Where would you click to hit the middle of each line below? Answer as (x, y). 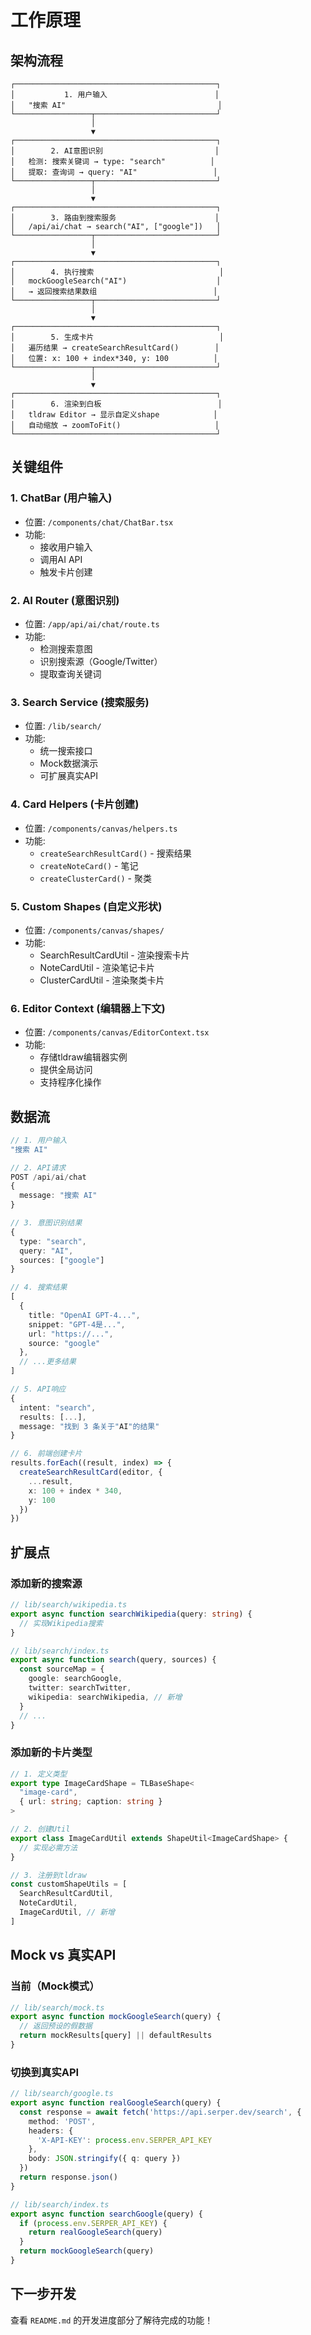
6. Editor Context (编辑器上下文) (88, 1008)
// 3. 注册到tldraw (48, 1875)
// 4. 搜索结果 (39, 1287)
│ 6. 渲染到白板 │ (116, 404)
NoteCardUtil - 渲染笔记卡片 (97, 967)
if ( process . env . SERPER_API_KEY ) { (93, 2223)
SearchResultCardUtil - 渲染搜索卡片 (114, 955)
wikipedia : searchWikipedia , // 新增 (105, 1697)
